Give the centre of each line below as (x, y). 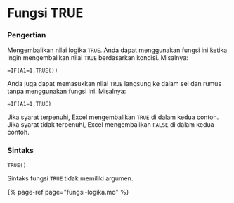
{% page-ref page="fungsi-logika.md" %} (68, 192)
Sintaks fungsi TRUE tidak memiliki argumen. (70, 178)
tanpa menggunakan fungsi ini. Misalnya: (67, 91)
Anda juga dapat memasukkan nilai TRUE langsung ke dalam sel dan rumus (115, 84)
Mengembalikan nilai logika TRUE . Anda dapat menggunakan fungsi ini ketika (117, 50)
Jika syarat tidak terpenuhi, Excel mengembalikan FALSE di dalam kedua (111, 125)
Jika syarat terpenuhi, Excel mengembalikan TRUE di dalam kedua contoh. (113, 117)
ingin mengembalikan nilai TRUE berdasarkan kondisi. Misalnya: (98, 58)
